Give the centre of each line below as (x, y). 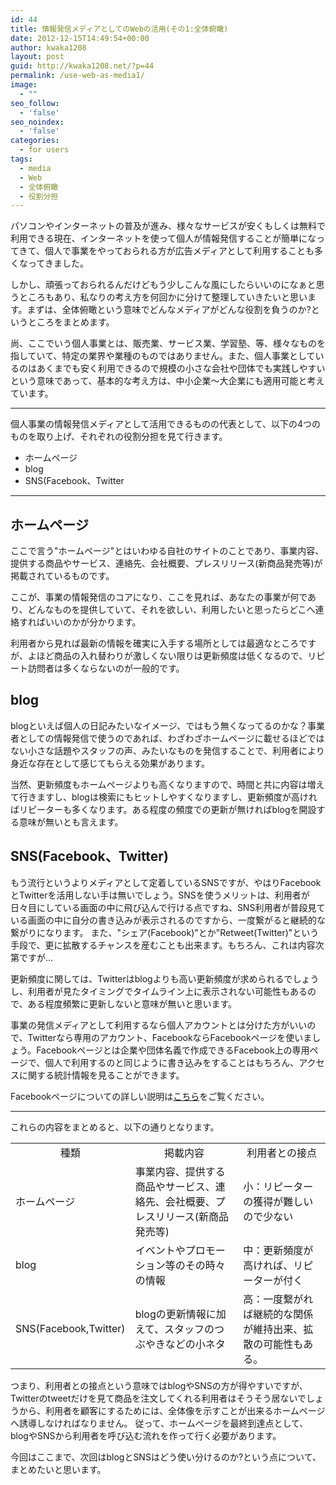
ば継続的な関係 (278, 1314)
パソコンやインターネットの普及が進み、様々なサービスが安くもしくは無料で (168, 226)
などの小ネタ (195, 1344)
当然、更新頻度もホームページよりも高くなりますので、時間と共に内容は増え (167, 784)
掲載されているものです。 (62, 576)
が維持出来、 (273, 1329)
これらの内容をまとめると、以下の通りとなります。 (115, 1127)
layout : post (37, 57)
